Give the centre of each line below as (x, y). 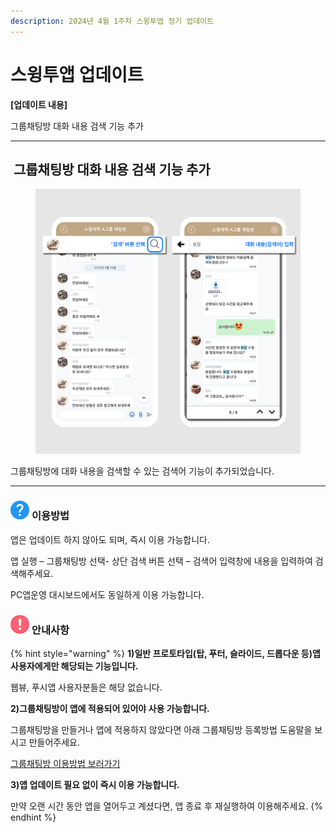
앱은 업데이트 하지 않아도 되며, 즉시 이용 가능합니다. (110, 539)
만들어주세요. (54, 742)
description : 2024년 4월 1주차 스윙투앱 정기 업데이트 (112, 21)
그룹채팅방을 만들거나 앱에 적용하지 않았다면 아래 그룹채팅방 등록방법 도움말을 (161, 729)
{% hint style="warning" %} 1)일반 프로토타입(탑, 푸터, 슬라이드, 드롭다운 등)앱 (165, 653)
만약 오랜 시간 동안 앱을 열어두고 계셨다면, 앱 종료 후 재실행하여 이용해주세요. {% (167, 806)
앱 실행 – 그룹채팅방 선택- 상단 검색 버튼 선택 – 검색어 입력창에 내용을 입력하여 (161, 561)
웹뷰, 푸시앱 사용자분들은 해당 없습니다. (86, 687)
